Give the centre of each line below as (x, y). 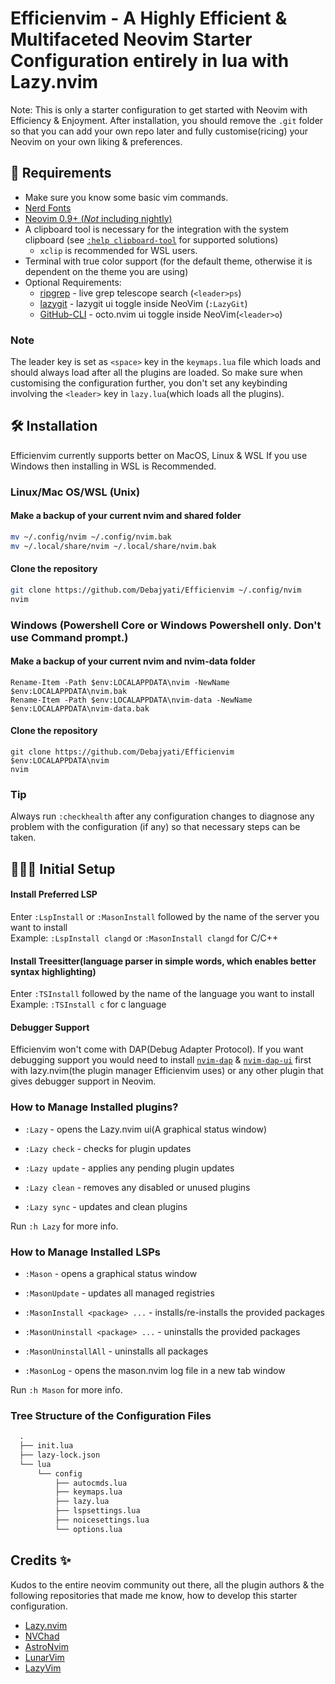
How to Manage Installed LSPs (85, 1252)
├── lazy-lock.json (60, 1455)
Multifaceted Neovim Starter (131, 39)
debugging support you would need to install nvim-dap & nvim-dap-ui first (161, 1060)
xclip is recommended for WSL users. (118, 250)
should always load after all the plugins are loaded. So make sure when (156, 373)
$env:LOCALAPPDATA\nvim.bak (69, 691)
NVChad (42, 1636)
